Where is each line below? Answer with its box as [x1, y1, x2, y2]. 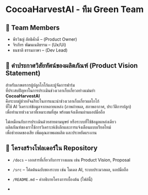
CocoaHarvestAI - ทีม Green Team [5, 4, 144, 15]
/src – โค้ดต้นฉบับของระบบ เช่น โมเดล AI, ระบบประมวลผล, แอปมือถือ [12, 166, 129, 172]
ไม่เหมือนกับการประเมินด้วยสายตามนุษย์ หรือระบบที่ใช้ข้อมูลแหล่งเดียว [5, 118, 116, 125]
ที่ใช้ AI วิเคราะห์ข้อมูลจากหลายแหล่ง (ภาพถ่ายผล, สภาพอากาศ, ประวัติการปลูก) [5, 103, 131, 109]
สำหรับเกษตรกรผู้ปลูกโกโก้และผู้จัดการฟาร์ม [5, 82, 75, 88]
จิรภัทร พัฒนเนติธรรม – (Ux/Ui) [12, 42, 66, 48]
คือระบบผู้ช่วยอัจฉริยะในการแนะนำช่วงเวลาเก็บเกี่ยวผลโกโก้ [5, 98, 99, 104]
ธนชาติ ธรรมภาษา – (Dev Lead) [12, 48, 68, 53]
